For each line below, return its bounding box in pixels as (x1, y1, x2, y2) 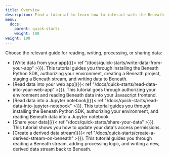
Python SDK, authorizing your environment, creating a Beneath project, (12, 70, 161, 76)
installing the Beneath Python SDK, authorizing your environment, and (12, 108, 158, 114)
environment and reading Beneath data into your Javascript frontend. (12, 92, 157, 98)
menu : (5, 17, 17, 22)
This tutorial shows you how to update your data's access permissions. (12, 124, 161, 130)
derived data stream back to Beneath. (12, 146, 92, 152)
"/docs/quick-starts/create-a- (93, 130, 155, 136)
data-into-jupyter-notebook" (12, 103, 72, 109)
